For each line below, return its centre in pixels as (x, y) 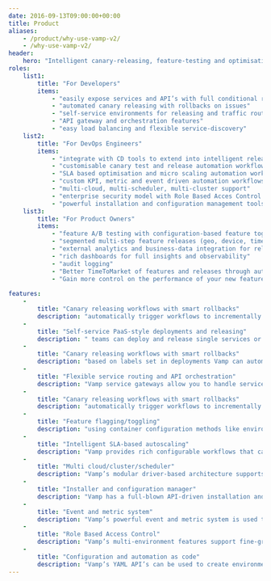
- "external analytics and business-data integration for (151, 249)
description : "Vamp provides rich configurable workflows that (146, 452)
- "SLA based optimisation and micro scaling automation (149, 174)
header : (21, 53)
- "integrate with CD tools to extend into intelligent (147, 158)
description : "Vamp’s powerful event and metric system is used (148, 519)
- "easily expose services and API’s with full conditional (154, 99)
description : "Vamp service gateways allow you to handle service (151, 384)
